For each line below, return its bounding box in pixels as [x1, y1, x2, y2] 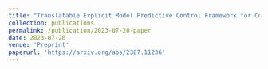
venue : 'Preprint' [8, 41, 69, 49]
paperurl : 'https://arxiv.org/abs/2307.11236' [8, 48, 166, 56]
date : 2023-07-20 [8, 33, 66, 42]
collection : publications [8, 19, 94, 27]
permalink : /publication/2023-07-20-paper [8, 26, 152, 34]
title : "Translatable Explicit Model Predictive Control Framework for [8, 11, 251, 20]
